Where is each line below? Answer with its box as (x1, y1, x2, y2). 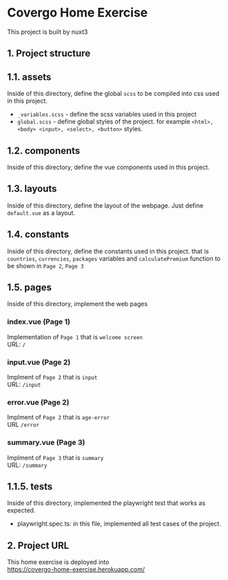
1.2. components (7, 145, 81, 157)
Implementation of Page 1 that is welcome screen (7, 332, 143, 341)
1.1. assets (7, 71, 52, 83)
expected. (7, 506, 36, 514)
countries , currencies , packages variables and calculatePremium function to (7, 254, 221, 263)
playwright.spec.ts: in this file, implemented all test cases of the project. (17, 519, 222, 528)
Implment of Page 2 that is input (7, 372, 98, 381)
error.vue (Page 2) (7, 397, 70, 407)
